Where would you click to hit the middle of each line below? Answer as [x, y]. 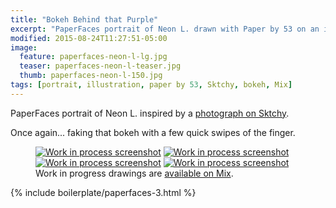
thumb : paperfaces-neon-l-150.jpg [91, 76]
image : [24, 47]
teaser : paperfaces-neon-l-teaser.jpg [100, 66]
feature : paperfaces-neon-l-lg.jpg [93, 57]
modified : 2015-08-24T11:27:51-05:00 [89, 38]
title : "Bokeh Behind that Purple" [84, 19]
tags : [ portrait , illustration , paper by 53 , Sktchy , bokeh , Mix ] [151, 85]
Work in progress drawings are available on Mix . [134, 173]
